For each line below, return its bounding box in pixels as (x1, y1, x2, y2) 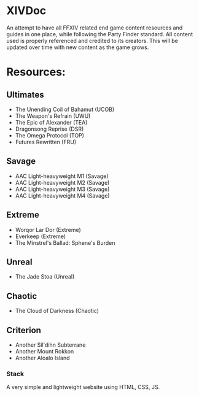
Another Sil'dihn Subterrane (15, 341, 86, 349)
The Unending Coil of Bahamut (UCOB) (15, 106, 115, 113)
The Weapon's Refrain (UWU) (15, 112, 91, 120)
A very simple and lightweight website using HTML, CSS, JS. (6, 384, 160, 391)
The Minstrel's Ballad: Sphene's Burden (15, 239, 115, 246)
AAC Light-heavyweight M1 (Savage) (15, 172, 109, 180)
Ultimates (6, 90, 44, 100)
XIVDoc (6, 4, 47, 18)
